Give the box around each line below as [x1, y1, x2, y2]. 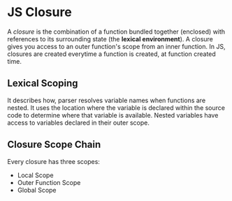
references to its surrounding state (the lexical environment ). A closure [7, 34, 213, 43]
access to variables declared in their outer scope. [7, 118, 150, 127]
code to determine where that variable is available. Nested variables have [7, 111, 219, 119]
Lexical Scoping [7, 78, 78, 90]
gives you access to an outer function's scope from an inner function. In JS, [7, 42, 226, 50]
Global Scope [17, 186, 57, 194]
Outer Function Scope [17, 178, 81, 186]
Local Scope [17, 171, 54, 179]
